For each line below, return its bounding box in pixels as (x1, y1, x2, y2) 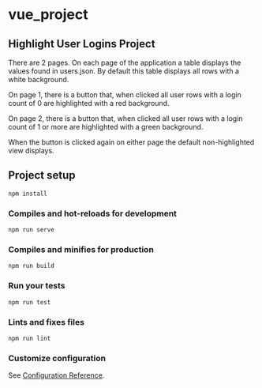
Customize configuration (8, 352, 107, 364)
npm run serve (8, 226, 55, 234)
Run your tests (8, 281, 65, 292)
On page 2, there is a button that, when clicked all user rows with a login (8, 114, 243, 123)
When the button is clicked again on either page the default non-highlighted (8, 137, 255, 147)
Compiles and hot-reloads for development (8, 208, 178, 219)
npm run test (8, 298, 51, 306)
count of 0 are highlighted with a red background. (8, 99, 170, 107)
